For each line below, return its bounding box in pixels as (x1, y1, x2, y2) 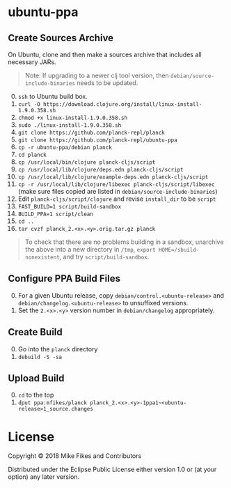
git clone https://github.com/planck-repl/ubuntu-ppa (17, 137, 177, 144)
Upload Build (8, 372, 65, 384)
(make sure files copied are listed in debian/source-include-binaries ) (17, 188, 218, 195)
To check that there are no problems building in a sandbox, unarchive (24, 238, 224, 246)
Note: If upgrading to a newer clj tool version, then (24, 71, 169, 79)
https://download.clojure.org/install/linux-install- (43, 101, 202, 108)
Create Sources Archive (8, 32, 114, 44)
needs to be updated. (77, 79, 138, 87)
